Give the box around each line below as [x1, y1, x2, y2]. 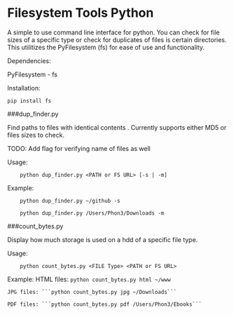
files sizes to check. [7, 130, 65, 139]
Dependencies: [7, 56, 51, 65]
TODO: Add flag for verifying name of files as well [7, 144, 151, 152]
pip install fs [7, 97, 52, 105]
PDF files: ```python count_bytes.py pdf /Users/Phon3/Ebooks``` [7, 300, 202, 308]
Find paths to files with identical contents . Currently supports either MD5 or [7, 123, 227, 131]
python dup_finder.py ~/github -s [20, 197, 121, 204]
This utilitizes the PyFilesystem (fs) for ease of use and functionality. [7, 43, 205, 51]
